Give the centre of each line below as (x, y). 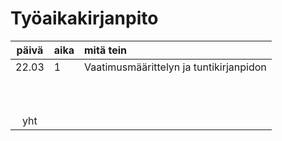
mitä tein (105, 50)
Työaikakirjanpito (84, 18)
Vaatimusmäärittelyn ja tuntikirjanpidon (175, 67)
